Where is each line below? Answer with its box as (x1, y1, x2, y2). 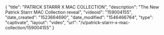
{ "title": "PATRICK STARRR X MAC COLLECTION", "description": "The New (5, 4, 160, 10)
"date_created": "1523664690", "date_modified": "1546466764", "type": (5, 15, 154, 20)
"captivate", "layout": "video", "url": (5, 19, 78, 25)
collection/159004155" (5, 25, 51, 31)
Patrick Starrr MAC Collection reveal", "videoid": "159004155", (5, 9, 133, 15)
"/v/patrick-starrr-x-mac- (78, 19, 131, 25)
